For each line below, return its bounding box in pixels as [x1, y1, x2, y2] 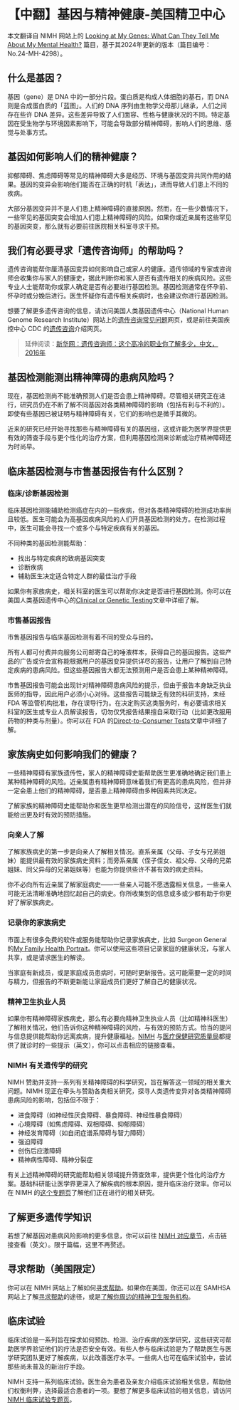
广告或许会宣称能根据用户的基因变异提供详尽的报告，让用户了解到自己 [19, 657, 225, 666]
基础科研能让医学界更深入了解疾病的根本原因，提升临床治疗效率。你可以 [19, 1179, 232, 1188]
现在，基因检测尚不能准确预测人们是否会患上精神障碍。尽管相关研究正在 [7, 392, 219, 400]
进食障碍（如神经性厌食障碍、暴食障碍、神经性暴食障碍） [17, 1111, 186, 1119]
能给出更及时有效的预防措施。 [7, 810, 95, 819]
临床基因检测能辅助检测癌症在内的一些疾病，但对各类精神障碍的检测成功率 [7, 506, 225, 514]
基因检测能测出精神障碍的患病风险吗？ [7, 371, 176, 383]
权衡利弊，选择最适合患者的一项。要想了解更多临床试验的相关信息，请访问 [13, 1386, 232, 1394]
